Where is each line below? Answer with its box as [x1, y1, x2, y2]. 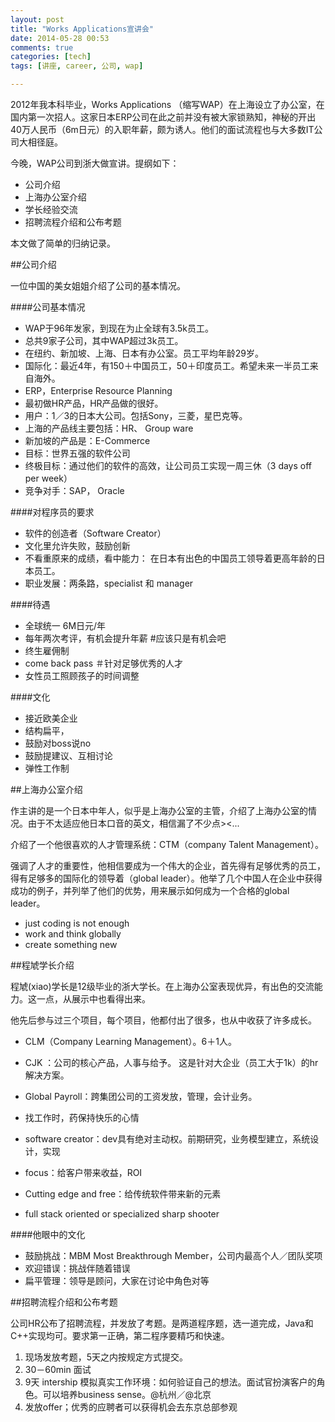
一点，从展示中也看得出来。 [36, 993, 151, 1005]
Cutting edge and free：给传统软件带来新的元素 [24, 1188, 222, 1200]
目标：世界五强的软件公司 [24, 447, 131, 459]
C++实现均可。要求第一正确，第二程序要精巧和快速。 [10, 1330, 230, 1341]
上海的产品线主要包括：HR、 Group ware [24, 422, 194, 434]
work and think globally [24, 928, 122, 940]
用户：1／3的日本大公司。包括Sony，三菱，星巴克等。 [24, 410, 248, 421]
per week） [24, 472, 73, 484]
